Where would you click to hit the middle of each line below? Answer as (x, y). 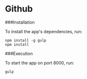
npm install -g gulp (26, 40)
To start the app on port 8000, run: (40, 63)
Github (19, 9)
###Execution (19, 53)
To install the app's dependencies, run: (44, 31)
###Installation (20, 22)
